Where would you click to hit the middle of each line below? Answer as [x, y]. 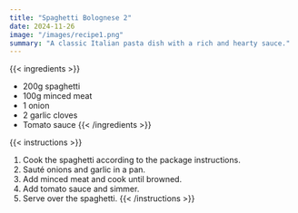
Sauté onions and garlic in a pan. [84, 169]
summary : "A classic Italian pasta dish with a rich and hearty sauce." [150, 43]
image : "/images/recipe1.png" [67, 34]
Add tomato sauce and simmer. [81, 189]
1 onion [36, 106]
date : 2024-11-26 [42, 26]
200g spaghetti [51, 86]
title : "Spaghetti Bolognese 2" [70, 18]
